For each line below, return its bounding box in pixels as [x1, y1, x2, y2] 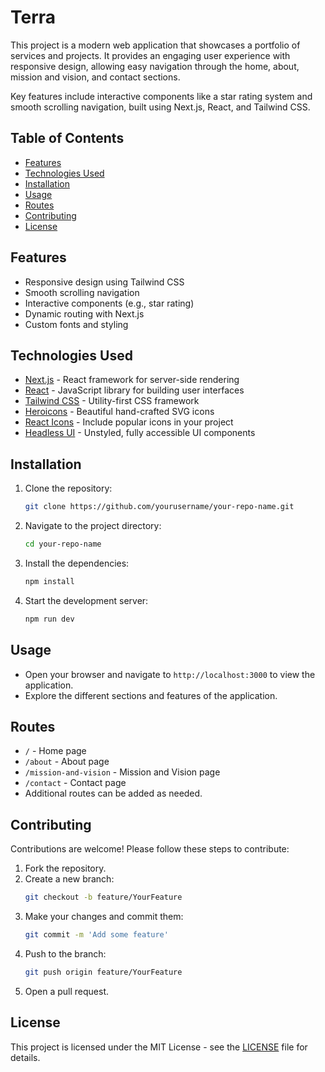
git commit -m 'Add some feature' [24, 930, 169, 940]
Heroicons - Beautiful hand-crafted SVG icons [24, 406, 215, 418]
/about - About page [24, 756, 110, 768]
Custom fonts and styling [24, 318, 129, 330]
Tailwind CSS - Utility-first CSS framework [24, 395, 200, 407]
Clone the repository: [24, 482, 113, 495]
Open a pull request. [24, 985, 110, 997]
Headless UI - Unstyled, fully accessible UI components [24, 427, 256, 439]
